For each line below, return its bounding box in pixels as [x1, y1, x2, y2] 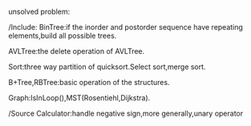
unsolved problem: [8, 7, 71, 16]
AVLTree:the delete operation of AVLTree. [8, 47, 145, 55]
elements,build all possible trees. [8, 31, 117, 40]
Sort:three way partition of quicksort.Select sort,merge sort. [8, 62, 206, 71]
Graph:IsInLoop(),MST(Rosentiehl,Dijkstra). [8, 93, 151, 103]
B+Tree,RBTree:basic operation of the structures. [8, 78, 170, 87]
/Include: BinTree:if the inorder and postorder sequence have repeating [8, 22, 243, 31]
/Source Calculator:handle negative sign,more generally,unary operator [8, 108, 243, 118]
